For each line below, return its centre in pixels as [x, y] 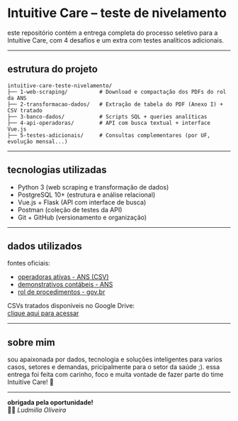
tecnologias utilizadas [57, 170]
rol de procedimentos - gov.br [61, 292]
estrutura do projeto [52, 69]
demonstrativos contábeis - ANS [65, 285]
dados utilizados [45, 246]
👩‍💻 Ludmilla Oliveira [37, 410]
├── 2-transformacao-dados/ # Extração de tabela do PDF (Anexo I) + [115, 104]
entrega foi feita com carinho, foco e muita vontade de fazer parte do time [115, 375]
